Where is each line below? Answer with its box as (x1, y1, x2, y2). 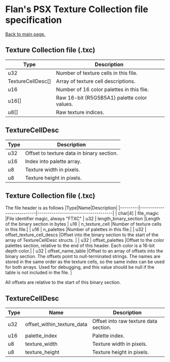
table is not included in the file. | (5, 270, 72, 276)
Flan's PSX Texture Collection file (5, 4, 148, 15)
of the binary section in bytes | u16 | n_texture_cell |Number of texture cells (5, 221, 162, 227)
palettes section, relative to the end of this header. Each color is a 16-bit (5, 242, 155, 249)
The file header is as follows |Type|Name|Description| (5, 205, 118, 211)
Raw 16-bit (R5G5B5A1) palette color (56, 94, 147, 101)
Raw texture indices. (56, 108, 105, 116)
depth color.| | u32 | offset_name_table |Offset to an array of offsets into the (5, 248, 163, 254)
